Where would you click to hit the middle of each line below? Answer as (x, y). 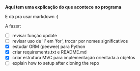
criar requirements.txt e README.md (49, 52)
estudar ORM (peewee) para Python (49, 47)
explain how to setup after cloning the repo (56, 63)
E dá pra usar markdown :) (32, 16)
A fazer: (13, 26)
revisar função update (35, 35)
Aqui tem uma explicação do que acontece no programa (63, 7)
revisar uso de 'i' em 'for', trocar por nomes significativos (70, 41)
